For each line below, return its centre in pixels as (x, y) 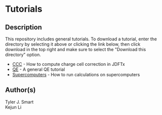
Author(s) (20, 90)
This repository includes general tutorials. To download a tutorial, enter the (81, 39)
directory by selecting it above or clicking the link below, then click (73, 44)
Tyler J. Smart (19, 102)
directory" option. (23, 55)
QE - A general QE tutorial (39, 69)
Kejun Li (13, 107)
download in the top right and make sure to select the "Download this (76, 49)
